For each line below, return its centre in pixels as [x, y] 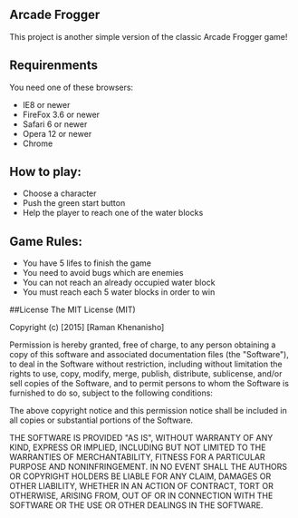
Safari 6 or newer [55, 124]
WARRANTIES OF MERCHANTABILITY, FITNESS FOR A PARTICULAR [137, 457]
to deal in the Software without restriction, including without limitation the [146, 364]
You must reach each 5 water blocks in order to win [119, 292]
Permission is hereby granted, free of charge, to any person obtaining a [143, 345]
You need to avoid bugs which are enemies [103, 273]
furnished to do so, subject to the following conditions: [111, 393]
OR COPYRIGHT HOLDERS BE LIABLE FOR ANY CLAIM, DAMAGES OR [140, 476]
